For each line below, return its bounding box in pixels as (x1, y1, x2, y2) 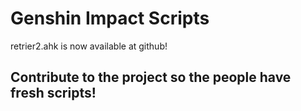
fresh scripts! (10, 85, 97, 102)
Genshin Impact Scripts (10, 7, 210, 30)
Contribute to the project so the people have (10, 69, 292, 86)
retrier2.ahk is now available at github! (10, 40, 168, 52)
